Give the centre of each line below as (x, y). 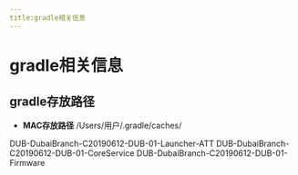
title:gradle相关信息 (48, 18)
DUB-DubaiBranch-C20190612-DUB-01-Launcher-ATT (112, 143)
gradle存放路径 (52, 102)
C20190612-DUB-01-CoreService (72, 153)
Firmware (27, 162)
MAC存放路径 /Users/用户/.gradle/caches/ (102, 125)
